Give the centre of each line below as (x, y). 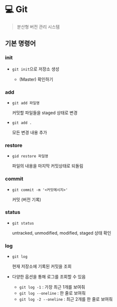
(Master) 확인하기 (36, 79)
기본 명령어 (21, 43)
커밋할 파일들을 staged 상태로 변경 (45, 113)
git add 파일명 (26, 103)
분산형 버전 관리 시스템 (38, 27)
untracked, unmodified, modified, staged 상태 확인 (62, 233)
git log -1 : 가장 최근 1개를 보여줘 (52, 287)
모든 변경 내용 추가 (29, 132)
